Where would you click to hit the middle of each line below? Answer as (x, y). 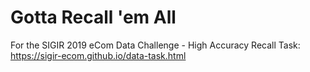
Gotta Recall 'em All (93, 17)
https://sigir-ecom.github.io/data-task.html (98, 55)
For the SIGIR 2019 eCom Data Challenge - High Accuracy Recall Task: (155, 45)
